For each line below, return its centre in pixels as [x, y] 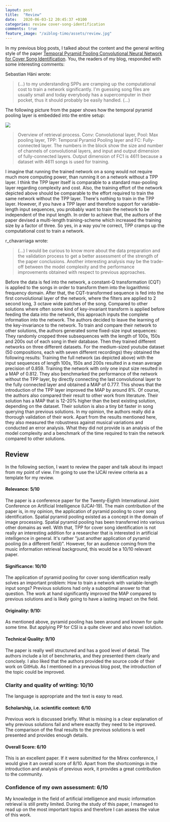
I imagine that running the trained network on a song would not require [79, 171]
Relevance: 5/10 [23, 489]
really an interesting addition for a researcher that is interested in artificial [82, 533]
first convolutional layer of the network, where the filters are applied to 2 [81, 298]
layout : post [19, 10]
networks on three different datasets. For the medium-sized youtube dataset [85, 347]
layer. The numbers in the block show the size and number [102, 146]
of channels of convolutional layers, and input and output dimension [88, 151]
